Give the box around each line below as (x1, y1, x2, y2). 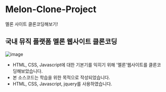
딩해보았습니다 (12, 68, 41, 74)
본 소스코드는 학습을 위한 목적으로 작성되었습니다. (12, 74, 110, 80)
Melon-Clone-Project (5, 4, 97, 15)
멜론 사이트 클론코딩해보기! (5, 21, 58, 27)
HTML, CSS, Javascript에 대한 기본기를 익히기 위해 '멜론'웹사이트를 (12, 62, 148, 68)
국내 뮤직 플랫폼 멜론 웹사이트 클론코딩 (5, 37, 117, 46)
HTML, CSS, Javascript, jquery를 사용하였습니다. (12, 80, 112, 87)
